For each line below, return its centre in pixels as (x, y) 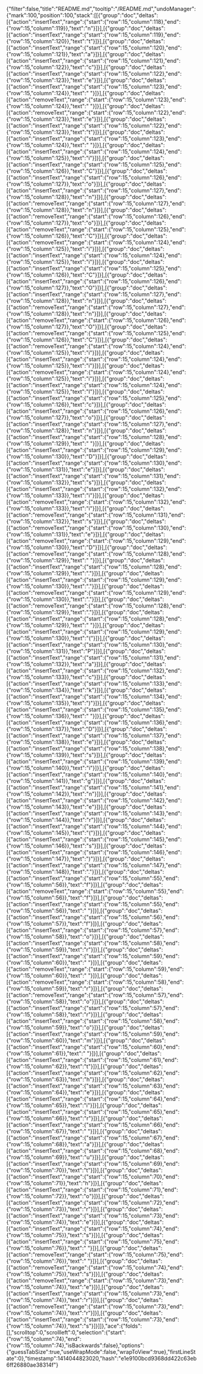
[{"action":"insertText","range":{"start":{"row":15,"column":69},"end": (93, 1164)
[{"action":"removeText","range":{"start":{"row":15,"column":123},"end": (96, 100)
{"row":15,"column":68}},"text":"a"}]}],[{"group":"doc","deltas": (85, 1144)
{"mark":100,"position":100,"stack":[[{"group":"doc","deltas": (82, 15)
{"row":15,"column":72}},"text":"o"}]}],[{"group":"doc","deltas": (85, 1196)
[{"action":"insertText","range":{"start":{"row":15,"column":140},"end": (94, 774)
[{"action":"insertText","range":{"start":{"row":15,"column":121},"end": (94, 61)
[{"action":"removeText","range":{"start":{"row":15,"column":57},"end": (95, 995)
